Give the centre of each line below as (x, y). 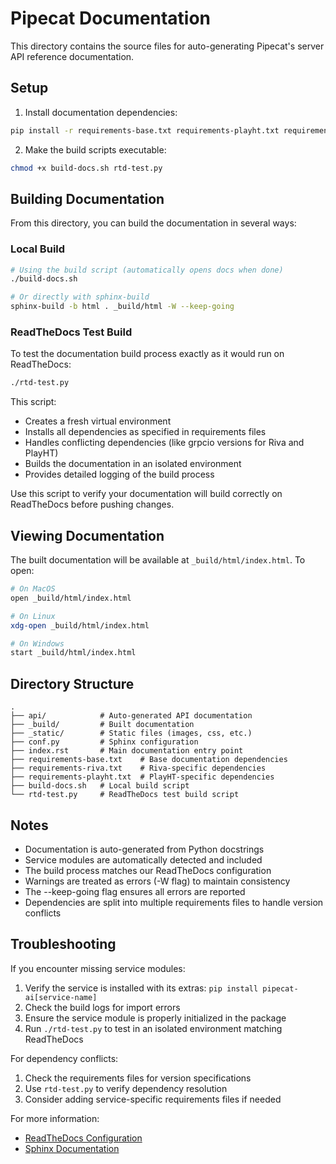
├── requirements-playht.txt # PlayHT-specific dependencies (142, 777)
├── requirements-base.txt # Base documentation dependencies (149, 760)
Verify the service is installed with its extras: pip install (141, 988)
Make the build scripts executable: (95, 149)
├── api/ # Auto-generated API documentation (131, 716)
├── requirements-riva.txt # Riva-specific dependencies (138, 768)
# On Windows (37, 643)
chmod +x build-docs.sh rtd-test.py (86, 168)
